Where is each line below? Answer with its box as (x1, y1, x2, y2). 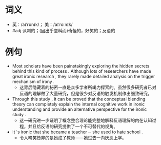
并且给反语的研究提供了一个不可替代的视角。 (28, 123, 118, 129)
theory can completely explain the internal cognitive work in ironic (12, 101, 145, 107)
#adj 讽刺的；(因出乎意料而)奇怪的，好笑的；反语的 (12, 27, 116, 33)
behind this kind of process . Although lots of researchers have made (12, 68, 151, 74)
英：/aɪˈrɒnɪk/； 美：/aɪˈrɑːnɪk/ (12, 21, 73, 27)
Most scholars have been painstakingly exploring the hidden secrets (12, 63, 150, 69)
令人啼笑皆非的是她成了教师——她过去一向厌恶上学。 (19, 135, 127, 141)
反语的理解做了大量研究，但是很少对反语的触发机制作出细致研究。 (19, 90, 152, 96)
